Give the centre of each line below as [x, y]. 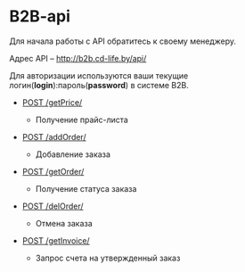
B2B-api [40, 16]
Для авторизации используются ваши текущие [99, 75]
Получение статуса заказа [86, 188]
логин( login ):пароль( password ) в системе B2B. [99, 85]
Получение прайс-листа [82, 120]
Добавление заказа [73, 154]
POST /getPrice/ [52, 102]
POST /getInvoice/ [56, 240]
